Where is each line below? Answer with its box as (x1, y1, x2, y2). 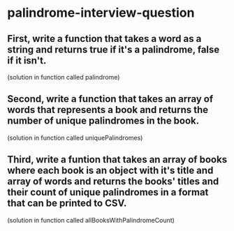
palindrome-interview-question (7, 5, 195, 21)
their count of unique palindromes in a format (7, 186, 209, 198)
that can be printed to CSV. (7, 198, 127, 209)
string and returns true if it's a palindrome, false (7, 43, 220, 55)
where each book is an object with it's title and (7, 165, 214, 177)
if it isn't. (7, 54, 47, 66)
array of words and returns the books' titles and (7, 176, 219, 188)
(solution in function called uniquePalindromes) (7, 133, 143, 142)
